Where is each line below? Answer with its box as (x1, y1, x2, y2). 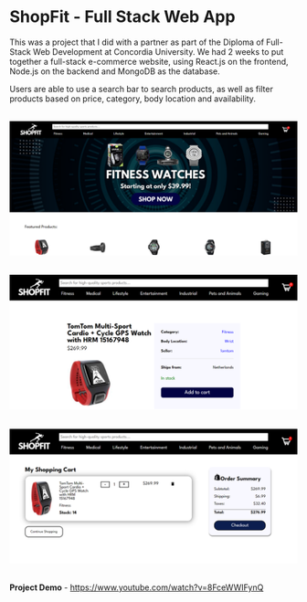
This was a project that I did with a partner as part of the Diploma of (9, 37, 265, 48)
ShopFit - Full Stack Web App (9, 6, 236, 27)
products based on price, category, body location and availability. (9, 93, 256, 104)
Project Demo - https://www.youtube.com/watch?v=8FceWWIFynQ (9, 582, 264, 593)
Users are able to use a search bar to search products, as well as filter (9, 83, 274, 94)
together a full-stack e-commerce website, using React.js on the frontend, (9, 56, 290, 67)
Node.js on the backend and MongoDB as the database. (9, 66, 221, 77)
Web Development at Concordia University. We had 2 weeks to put (33, 46, 284, 57)
